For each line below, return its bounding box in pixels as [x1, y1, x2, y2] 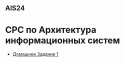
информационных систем [5, 34, 120, 46]
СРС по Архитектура [5, 24, 96, 35]
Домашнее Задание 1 [12, 51, 58, 57]
